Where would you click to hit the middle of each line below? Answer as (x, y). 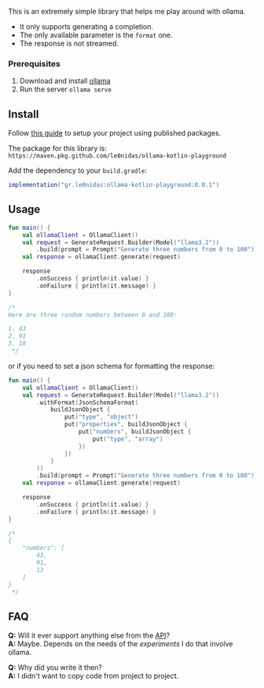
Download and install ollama (65, 81)
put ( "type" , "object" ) (101, 417)
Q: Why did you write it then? (55, 668)
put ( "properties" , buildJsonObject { (126, 425)
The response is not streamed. (69, 43)
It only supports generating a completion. (86, 26)
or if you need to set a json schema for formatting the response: (112, 366)
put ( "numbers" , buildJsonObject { (135, 432)
